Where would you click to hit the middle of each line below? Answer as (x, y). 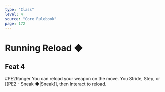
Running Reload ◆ (44, 48)
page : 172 (15, 24)
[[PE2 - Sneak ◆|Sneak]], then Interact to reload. (56, 84)
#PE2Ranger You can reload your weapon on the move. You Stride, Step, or (83, 79)
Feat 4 (15, 67)
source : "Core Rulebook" (31, 19)
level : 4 (14, 14)
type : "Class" (20, 10)
